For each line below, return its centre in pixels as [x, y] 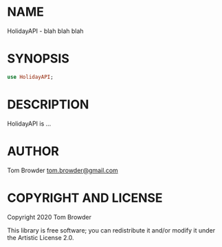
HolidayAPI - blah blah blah [45, 31]
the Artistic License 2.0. [41, 237]
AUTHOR [33, 151]
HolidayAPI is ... [29, 123]
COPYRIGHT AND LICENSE [85, 198]
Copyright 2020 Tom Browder [49, 217]
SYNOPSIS [38, 59]
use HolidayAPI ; [30, 77]
